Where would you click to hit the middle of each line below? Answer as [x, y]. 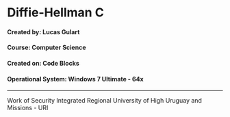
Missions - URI [28, 108]
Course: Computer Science [47, 48]
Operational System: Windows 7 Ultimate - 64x [75, 79]
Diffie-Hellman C [55, 13]
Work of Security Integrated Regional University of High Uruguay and [104, 101]
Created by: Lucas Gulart [43, 31]
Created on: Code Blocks [43, 63]
